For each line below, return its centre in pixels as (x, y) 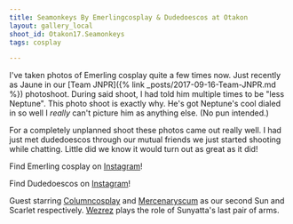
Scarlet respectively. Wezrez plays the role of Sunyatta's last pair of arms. (144, 211)
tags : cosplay (36, 42)
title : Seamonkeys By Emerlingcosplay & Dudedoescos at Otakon (129, 17)
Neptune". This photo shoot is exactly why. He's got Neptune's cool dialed (145, 104)
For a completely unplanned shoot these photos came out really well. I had (146, 131)
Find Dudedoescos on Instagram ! (70, 184)
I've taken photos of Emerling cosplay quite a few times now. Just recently (145, 76)
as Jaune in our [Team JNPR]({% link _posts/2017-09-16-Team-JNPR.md (143, 84)
